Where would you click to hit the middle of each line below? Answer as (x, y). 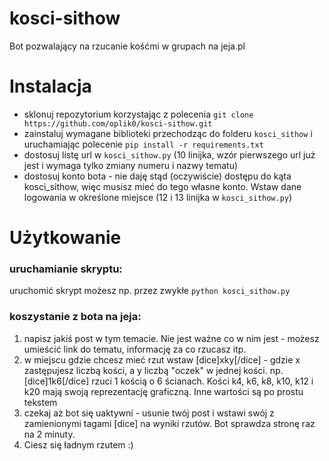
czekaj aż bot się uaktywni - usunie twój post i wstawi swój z (149, 413)
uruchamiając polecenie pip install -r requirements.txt (143, 144)
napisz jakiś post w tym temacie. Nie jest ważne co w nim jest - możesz (171, 338)
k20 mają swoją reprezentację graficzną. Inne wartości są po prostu (163, 391)
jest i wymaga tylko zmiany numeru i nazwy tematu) (131, 165)
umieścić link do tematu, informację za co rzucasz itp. (135, 349)
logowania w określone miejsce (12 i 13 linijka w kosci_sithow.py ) (158, 197)
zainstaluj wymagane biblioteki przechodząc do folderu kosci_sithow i (168, 133)
